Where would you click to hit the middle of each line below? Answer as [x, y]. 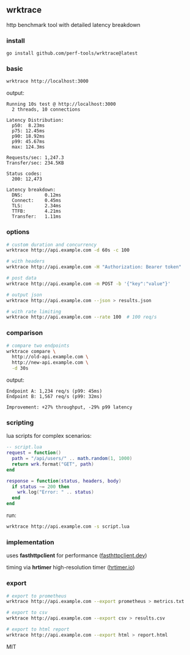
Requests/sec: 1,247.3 [35, 158]
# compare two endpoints [38, 346]
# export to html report [38, 629]
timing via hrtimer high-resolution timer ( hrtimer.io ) [71, 568]
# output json [24, 295]
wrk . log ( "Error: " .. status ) [56, 492]
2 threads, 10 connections [46, 109]
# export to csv [27, 613]
